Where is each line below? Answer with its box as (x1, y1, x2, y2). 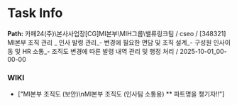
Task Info (7, 5, 63, 21)
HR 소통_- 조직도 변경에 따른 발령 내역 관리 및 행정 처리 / (22, 47, 179, 55)
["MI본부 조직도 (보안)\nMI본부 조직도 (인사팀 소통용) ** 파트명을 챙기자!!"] (17, 90, 225, 99)
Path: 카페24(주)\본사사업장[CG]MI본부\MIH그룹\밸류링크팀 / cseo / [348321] (7, 29, 226, 38)
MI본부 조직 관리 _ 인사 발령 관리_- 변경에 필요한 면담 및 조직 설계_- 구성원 (7, 38, 212, 47)
